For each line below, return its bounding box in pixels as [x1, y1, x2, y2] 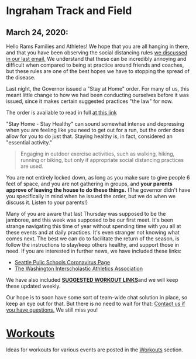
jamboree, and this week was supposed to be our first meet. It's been [6, 216, 174, 223]
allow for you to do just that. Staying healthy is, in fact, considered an [6, 133, 173, 140]
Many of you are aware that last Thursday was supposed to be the [6, 210, 166, 217]
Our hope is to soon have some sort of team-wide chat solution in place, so [6, 294, 188, 301]
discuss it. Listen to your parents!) [6, 199, 88, 206]
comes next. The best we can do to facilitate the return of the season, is [6, 235, 180, 242]
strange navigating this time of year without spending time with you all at [6, 223, 181, 229]
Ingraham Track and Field [6, 4, 132, 18]
